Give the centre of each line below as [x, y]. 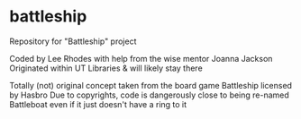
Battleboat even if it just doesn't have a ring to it [98, 104]
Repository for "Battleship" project [73, 41]
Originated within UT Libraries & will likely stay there [106, 68]
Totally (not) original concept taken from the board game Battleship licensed [151, 85]
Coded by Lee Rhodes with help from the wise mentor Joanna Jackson [141, 58]
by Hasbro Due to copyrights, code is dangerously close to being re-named [150, 95]
